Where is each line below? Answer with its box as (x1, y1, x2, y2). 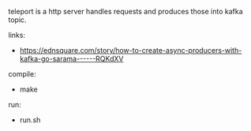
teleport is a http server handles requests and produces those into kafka (8, 7, 243, 16)
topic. (8, 15, 27, 24)
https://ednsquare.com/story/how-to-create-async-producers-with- (19, 46, 242, 54)
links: (8, 31, 26, 39)
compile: (8, 69, 37, 78)
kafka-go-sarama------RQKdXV (19, 54, 124, 63)
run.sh (19, 115, 41, 125)
